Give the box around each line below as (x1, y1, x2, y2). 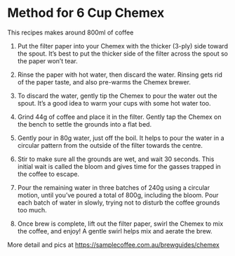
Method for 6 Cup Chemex (7, 5, 165, 21)
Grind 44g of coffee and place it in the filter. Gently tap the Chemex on (17, 113, 222, 121)
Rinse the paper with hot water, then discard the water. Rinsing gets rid (17, 70, 223, 79)
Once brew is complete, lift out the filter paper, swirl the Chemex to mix (17, 219, 224, 228)
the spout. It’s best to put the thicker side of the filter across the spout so (17, 49, 228, 58)
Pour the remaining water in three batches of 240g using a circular (17, 183, 210, 191)
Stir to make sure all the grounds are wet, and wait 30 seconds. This (17, 155, 215, 163)
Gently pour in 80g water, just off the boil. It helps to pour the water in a (17, 134, 224, 142)
